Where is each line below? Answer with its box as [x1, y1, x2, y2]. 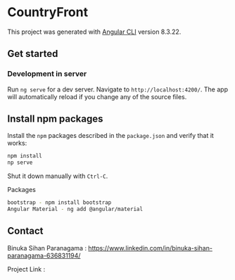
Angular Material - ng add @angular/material [7, 205, 143, 213]
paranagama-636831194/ [7, 251, 81, 260]
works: [7, 139, 27, 148]
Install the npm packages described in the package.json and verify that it [7, 132, 215, 140]
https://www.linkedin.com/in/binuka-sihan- [87, 243, 213, 252]
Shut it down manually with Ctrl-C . [7, 172, 108, 180]
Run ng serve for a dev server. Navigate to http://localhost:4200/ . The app [7, 85, 229, 94]
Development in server [7, 69, 87, 79]
